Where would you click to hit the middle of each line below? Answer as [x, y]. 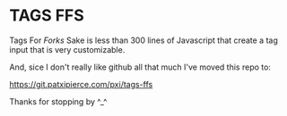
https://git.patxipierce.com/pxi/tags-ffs [81, 84]
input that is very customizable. [67, 49]
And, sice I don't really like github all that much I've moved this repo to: [140, 67]
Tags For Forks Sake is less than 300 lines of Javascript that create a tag [143, 40]
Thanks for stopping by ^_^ [58, 101]
